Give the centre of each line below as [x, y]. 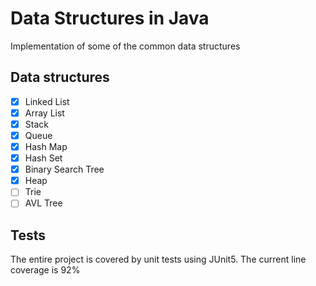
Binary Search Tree [64, 169]
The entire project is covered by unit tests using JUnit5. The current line [158, 259]
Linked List [47, 101]
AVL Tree [43, 203]
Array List [44, 113]
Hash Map [46, 146]
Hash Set [43, 158]
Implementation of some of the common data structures [125, 46]
